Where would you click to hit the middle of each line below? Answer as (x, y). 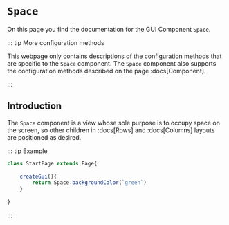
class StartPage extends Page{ (52, 163)
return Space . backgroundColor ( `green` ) (90, 183)
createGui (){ (38, 177)
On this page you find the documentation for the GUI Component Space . (109, 29)
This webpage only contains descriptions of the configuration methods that (114, 56)
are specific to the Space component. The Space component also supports (112, 63)
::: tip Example (27, 151)
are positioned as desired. (44, 137)
